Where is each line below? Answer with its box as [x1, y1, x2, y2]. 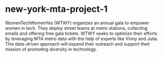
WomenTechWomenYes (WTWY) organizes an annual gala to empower [5, 20, 150, 26]
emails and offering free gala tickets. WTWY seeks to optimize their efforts [5, 30, 158, 36]
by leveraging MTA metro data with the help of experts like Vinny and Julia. [5, 36, 159, 42]
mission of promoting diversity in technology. [5, 46, 98, 52]
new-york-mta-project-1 [5, 3, 108, 15]
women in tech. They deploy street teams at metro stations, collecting [5, 25, 148, 31]
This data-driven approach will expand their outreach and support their [5, 41, 150, 47]
